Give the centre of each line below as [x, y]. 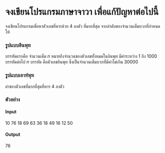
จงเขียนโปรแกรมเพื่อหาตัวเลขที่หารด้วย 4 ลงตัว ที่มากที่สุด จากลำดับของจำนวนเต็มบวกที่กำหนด [83, 26]
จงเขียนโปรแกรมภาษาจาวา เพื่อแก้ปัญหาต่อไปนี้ [82, 12]
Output [13, 134]
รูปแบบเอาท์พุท [20, 75]
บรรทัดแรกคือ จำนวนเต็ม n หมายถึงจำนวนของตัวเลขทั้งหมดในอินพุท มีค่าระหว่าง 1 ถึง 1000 [81, 56]
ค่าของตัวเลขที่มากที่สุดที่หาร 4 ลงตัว [35, 86]
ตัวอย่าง [13, 99]
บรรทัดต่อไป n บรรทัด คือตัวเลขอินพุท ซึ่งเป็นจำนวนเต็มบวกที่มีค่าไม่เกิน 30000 [72, 62]
